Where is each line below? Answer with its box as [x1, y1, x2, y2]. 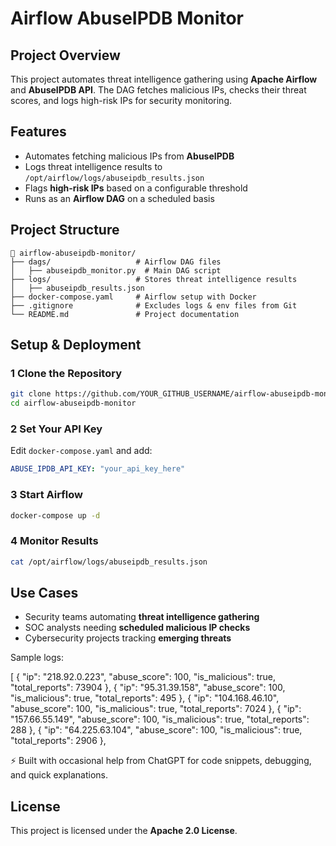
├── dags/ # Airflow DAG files [10, 257, 222, 267]
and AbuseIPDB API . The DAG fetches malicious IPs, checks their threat [10, 84, 307, 96]
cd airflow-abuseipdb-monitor [10, 398, 137, 409]
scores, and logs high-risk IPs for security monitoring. [10, 95, 232, 106]
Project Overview [10, 47, 121, 64]
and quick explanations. [10, 769, 109, 781]
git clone [10, 389, 52, 399]
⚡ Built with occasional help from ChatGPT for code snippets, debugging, [10, 755, 312, 767]
